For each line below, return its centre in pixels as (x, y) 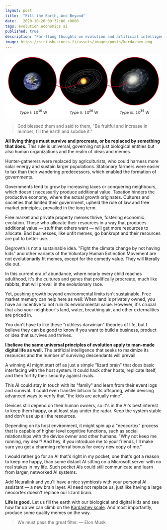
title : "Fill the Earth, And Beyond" (45, 16)
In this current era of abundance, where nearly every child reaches (74, 274)
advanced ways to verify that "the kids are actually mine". (64, 396)
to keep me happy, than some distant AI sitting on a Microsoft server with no (83, 462)
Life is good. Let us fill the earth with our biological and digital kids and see (82, 502)
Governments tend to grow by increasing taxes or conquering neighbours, (81, 187)
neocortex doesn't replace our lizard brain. (49, 493)
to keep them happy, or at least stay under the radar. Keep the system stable (83, 411)
